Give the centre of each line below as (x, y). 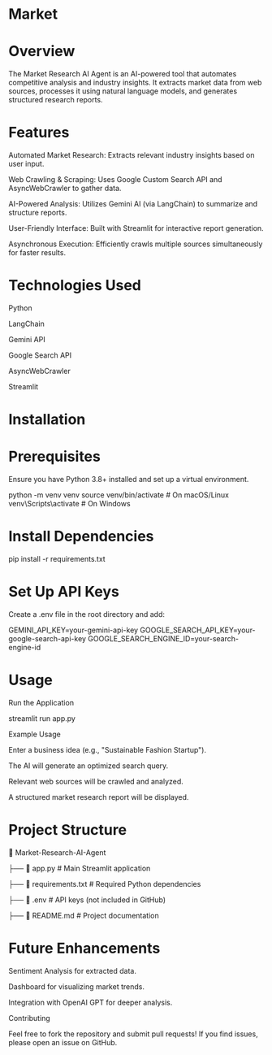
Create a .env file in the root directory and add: (86, 614)
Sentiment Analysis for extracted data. (72, 970)
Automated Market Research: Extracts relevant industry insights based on (132, 155)
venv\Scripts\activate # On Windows (70, 504)
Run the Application (41, 702)
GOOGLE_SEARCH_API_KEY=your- (198, 630)
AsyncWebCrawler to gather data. (65, 189)
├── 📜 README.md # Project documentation (84, 915)
